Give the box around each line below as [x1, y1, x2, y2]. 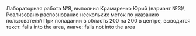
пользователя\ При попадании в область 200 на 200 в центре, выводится [6, 17, 191, 24]
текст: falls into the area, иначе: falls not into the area [6, 23, 136, 30]
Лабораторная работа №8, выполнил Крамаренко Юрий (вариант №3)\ [6, 5, 185, 12]
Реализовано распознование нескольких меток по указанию [6, 11, 159, 18]
